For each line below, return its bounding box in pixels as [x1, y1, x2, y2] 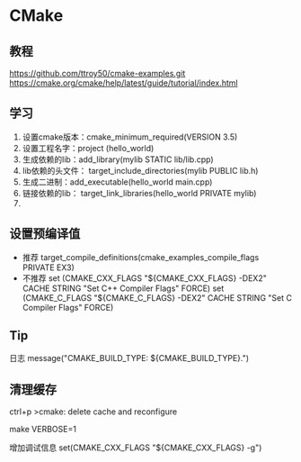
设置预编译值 [9, 226, 81, 241]
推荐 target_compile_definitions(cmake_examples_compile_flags [22, 251, 260, 262]
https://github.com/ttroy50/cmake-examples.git [9, 68, 186, 78]
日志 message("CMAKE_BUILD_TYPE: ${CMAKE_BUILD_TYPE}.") [9, 353, 250, 364]
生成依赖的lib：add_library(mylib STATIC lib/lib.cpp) [22, 154, 214, 165]
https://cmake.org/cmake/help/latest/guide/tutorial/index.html [9, 77, 238, 88]
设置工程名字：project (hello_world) [22, 142, 155, 153]
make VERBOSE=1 [9, 424, 76, 435]
